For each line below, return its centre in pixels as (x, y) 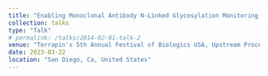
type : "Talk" (30, 30)
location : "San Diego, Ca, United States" (80, 60)
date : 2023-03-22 (37, 52)
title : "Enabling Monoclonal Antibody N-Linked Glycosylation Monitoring (134, 15)
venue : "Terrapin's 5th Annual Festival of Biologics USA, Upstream (124, 45)
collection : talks (39, 23)
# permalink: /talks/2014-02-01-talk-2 (75, 38)
